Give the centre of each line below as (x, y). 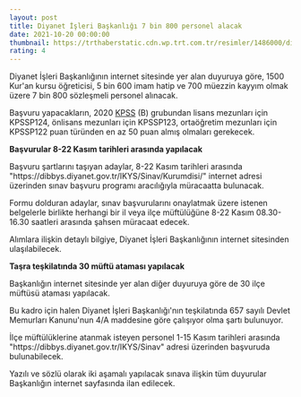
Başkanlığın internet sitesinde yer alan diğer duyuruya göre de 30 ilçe (138, 284)
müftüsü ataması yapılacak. (60, 293)
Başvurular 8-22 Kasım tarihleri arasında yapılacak (106, 150)
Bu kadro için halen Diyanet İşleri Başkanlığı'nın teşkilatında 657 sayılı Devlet (150, 311)
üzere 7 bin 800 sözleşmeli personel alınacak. (94, 96)
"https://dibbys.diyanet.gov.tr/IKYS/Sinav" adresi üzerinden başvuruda (140, 347)
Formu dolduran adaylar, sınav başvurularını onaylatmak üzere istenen (139, 203)
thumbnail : (30, 43)
